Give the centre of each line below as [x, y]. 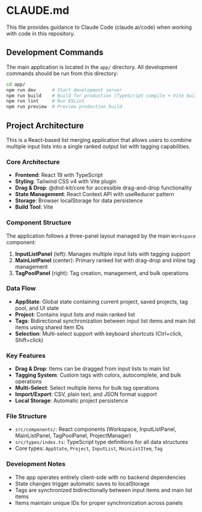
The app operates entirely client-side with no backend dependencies [100, 477]
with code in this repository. [41, 33]
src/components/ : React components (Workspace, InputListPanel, [95, 429]
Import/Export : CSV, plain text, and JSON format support [86, 394]
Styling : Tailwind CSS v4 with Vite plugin [66, 182]
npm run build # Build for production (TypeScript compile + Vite [95, 96]
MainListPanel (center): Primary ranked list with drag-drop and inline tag [105, 260]
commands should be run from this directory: [62, 73]
